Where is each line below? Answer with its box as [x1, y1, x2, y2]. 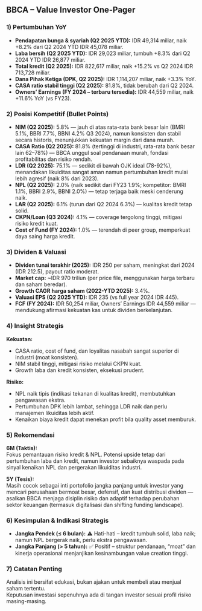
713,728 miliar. [14, 69, 51, 76]
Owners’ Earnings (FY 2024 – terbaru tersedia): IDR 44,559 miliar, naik [14, 88, 194, 96]
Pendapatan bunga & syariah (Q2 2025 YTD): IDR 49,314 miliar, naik [14, 36, 187, 44]
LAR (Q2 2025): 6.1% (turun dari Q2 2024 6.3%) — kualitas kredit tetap [14, 200, 192, 207]
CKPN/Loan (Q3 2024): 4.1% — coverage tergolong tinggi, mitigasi [14, 213, 183, 220]
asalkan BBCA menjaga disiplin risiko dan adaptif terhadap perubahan [6, 494, 180, 502]
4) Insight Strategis [6, 322, 65, 330]
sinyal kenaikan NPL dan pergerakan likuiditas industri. [6, 463, 142, 471]
